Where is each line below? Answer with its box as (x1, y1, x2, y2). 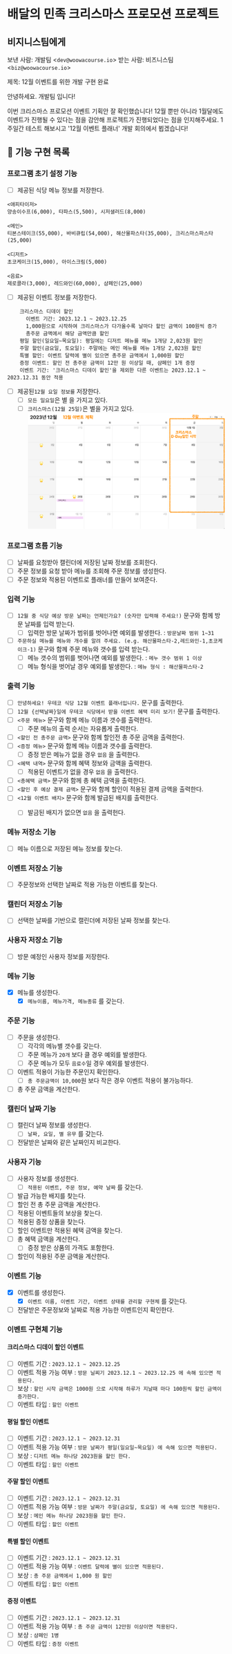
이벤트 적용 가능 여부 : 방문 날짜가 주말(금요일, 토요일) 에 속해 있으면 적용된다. (17, 1502, 221, 1510)
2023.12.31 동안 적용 (7, 374, 64, 381)
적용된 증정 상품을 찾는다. (17, 1217, 86, 1226)
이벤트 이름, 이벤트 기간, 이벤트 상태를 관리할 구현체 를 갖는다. (27, 1297, 188, 1305)
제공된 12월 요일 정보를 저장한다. (17, 387, 101, 395)
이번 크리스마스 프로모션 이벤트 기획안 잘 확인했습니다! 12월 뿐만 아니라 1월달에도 (7, 107, 224, 115)
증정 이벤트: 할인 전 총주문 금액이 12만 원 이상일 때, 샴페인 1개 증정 (19, 359, 195, 366)
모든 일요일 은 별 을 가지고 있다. (27, 395, 108, 404)
